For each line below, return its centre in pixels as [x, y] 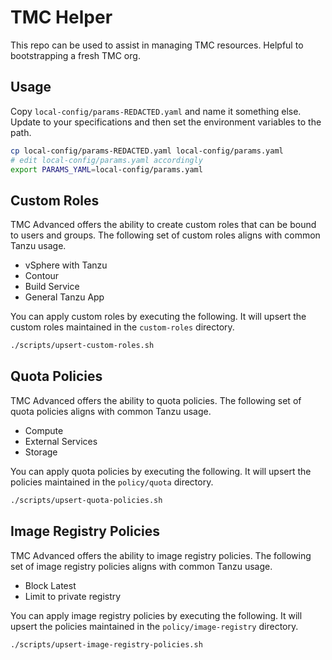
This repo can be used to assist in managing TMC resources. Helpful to [157, 45]
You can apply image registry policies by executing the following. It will [156, 615]
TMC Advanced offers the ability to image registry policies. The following [161, 555]
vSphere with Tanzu [66, 265]
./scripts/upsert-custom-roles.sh [82, 346]
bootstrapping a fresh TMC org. [75, 55]
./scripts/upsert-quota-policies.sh [86, 500]
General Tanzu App [64, 297]
